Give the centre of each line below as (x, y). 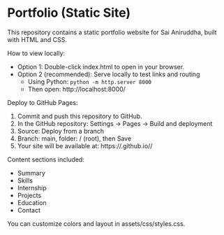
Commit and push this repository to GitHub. (80, 116)
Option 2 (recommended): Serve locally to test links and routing (109, 74)
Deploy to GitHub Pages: (43, 102)
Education (32, 202)
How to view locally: (36, 53)
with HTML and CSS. (37, 39)
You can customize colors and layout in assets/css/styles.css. (96, 223)
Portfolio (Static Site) (69, 13)
